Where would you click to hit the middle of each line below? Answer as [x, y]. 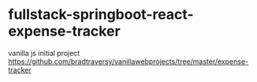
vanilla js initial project [44, 53]
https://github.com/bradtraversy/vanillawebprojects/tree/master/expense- [128, 61]
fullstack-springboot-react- [101, 15]
